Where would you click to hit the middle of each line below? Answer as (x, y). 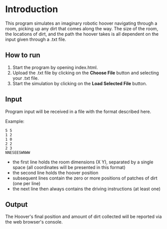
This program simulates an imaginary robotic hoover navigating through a (81, 23)
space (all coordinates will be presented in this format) (69, 167)
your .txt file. (26, 78)
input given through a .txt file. (36, 39)
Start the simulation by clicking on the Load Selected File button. (80, 83)
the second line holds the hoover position (55, 173)
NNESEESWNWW (18, 152)
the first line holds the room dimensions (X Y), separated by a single (83, 162)
